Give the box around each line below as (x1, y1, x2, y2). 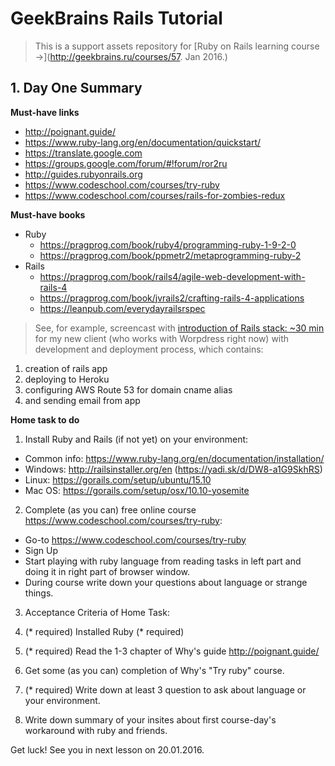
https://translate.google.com (24, 147, 143, 159)
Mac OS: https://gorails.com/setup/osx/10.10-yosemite (24, 484, 250, 496)
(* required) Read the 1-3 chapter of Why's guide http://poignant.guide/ (24, 645, 320, 657)
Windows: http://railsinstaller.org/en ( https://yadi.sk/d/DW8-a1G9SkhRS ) (24, 463, 323, 475)
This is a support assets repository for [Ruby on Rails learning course (34, 40, 320, 52)
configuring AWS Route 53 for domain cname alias (24, 383, 233, 396)
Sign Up (24, 544, 58, 556)
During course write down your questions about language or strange (24, 576, 308, 588)
